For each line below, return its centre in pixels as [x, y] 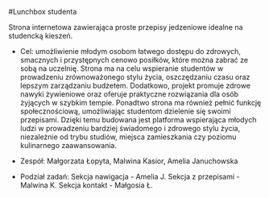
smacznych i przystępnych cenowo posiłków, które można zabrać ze [134, 60]
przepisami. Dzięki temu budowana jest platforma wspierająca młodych [138, 120]
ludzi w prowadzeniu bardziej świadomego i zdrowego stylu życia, [130, 128]
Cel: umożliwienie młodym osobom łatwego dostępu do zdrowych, [130, 51]
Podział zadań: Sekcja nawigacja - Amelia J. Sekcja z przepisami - [130, 177]
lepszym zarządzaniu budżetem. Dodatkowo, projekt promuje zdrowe [135, 85]
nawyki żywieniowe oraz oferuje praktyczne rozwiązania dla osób [129, 94]
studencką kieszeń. [41, 36]
